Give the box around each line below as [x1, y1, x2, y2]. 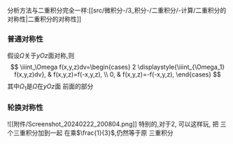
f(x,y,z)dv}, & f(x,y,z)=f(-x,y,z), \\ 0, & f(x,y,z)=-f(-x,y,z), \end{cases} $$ [13, 70, 222, 79]
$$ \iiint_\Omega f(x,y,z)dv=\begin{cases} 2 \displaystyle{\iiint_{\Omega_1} [10, 63, 225, 72]
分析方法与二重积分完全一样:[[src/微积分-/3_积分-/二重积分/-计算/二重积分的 [7, 6, 227, 14]
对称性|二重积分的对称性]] [7, 15, 82, 23]
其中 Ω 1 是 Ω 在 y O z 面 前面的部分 [7, 82, 94, 93]
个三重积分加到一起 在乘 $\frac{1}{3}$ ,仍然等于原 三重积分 [7, 129, 174, 137]
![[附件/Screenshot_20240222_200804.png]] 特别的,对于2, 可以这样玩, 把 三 [7, 120, 227, 129]
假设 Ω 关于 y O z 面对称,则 [7, 51, 75, 60]
